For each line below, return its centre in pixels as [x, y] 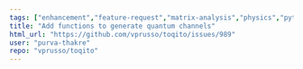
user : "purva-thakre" [50, 43]
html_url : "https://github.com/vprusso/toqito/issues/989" [123, 34]
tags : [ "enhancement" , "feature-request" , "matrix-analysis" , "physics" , [145, 17]
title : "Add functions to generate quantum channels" [113, 26]
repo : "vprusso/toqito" [54, 51]
